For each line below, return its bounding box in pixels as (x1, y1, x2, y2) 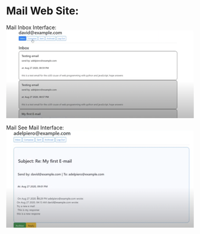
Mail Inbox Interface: (6, 24, 57, 31)
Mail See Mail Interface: (6, 124, 64, 131)
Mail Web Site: (6, 4, 79, 18)
